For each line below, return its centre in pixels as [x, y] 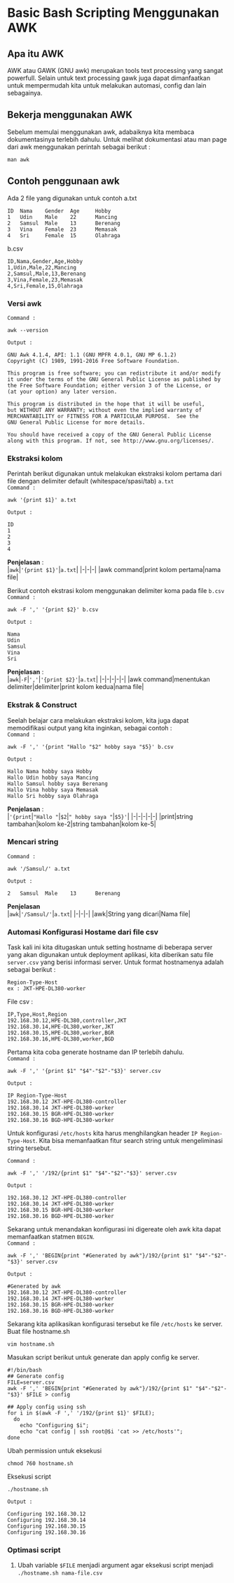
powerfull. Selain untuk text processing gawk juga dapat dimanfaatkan [109, 78]
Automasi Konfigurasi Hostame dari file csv [83, 932]
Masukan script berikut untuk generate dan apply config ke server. [103, 1357]
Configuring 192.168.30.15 [47, 1527]
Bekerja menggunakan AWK [70, 115]
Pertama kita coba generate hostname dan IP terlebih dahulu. [96, 1052]
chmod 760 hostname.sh [40, 1464]
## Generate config [36, 1377]
